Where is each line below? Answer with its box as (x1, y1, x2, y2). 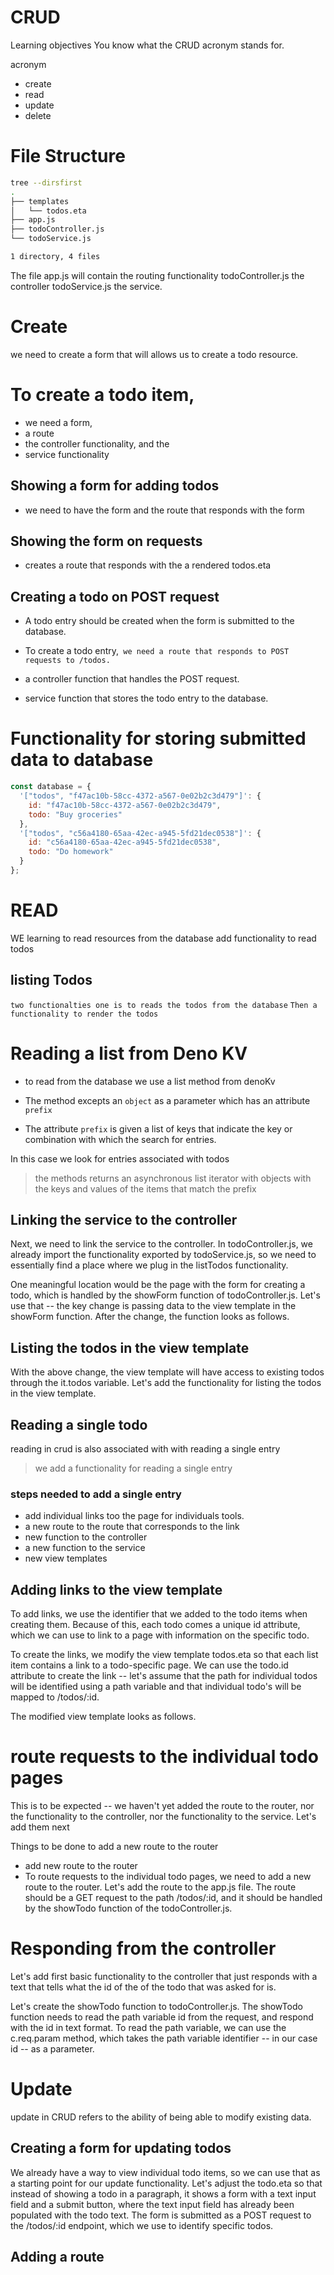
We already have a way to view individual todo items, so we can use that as (10, 2166, 321, 2178)
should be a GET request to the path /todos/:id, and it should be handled (24, 1892, 323, 1904)
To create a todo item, (10, 384, 195, 406)
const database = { (10, 782, 92, 792)
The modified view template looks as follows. (10, 1711, 197, 1723)
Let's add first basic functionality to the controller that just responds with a (10, 1970, 318, 1982)
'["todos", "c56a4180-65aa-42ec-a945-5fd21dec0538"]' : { (19, 828, 262, 838)
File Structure (10, 145, 126, 168)
